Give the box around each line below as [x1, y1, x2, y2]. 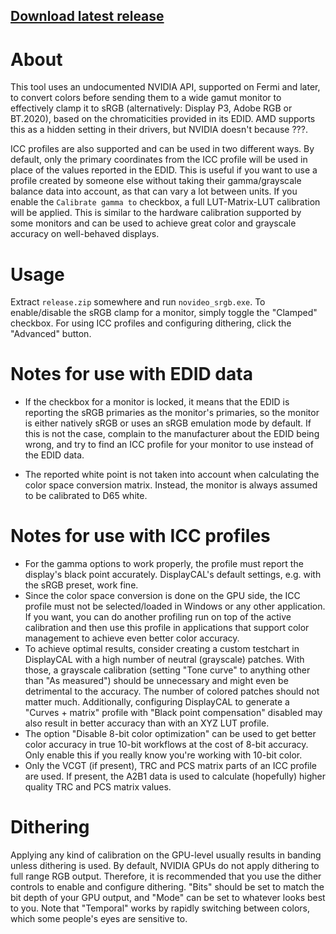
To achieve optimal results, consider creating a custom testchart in [24, 643, 300, 655]
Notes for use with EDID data [10, 363, 253, 386]
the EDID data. [24, 449, 85, 461]
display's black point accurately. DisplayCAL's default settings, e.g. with [24, 569, 322, 581]
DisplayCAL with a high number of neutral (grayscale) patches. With [24, 654, 305, 666]
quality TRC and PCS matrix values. [24, 781, 172, 793]
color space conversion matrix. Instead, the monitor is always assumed [24, 479, 318, 491]
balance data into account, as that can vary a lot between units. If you [10, 185, 298, 198]
